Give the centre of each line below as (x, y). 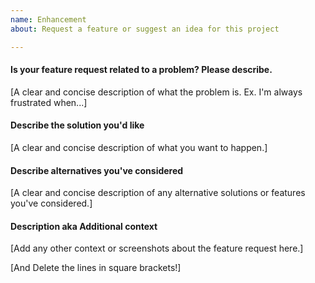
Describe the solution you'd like (77, 125)
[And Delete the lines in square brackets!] (96, 268)
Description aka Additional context (84, 226)
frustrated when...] (49, 102)
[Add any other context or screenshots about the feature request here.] (157, 248)
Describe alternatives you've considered (97, 170)
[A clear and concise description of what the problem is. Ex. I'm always (156, 92)
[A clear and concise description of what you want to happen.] (139, 147)
